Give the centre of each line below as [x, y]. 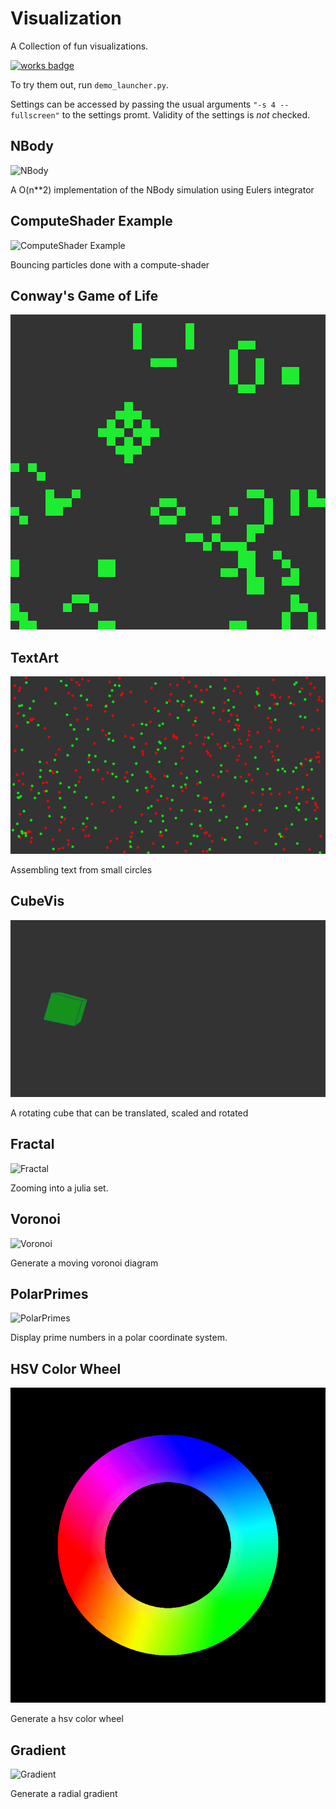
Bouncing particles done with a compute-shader [110, 264]
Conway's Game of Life [84, 295]
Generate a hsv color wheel [67, 1719]
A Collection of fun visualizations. [79, 46]
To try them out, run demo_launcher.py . [89, 84]
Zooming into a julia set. [59, 1188]
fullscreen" [35, 115]
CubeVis [37, 901]
